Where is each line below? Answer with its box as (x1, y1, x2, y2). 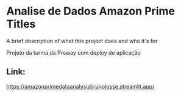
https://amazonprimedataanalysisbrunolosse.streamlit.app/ (6, 83, 155, 90)
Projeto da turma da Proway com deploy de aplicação (6, 49, 141, 56)
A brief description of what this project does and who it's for (6, 37, 158, 44)
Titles (6, 17, 36, 31)
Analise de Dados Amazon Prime (6, 4, 176, 18)
